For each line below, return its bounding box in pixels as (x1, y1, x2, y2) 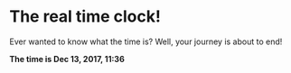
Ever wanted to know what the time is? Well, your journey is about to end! (9, 36, 283, 47)
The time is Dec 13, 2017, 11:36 (9, 53, 125, 64)
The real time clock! (9, 6, 161, 27)
